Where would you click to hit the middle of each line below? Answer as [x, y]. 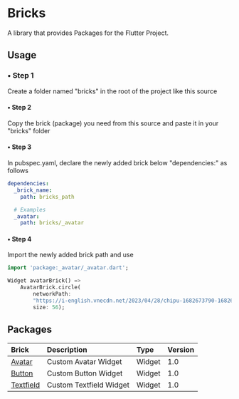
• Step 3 [20, 147]
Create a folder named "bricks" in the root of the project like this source [112, 91]
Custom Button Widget [85, 373]
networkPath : [52, 294]
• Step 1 [21, 76]
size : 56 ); [49, 307]
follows [18, 171]
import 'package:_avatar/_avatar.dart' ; [68, 268]
